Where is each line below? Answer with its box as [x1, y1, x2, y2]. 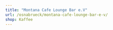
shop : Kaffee [5, 17, 33, 22]
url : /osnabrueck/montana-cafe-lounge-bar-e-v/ [5, 12, 108, 17]
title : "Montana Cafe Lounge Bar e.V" [5, 7, 88, 13]
